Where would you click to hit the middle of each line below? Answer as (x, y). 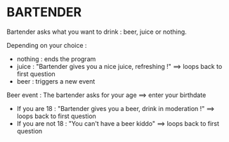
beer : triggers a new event (56, 81)
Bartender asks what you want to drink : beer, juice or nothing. (97, 32)
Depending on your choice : (47, 45)
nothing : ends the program (56, 59)
